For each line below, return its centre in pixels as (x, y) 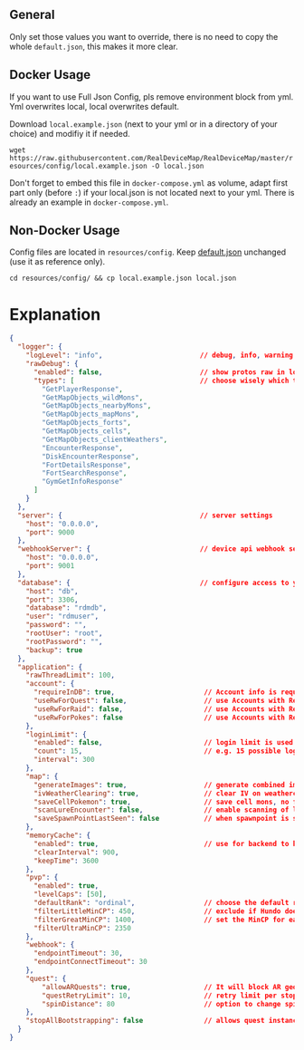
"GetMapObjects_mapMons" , (91, 414)
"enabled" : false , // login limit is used (163, 743)
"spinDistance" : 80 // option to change (161, 1004)
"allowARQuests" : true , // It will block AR (161, 987)
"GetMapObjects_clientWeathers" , (105, 439)
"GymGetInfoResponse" (83, 482)
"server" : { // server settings (145, 515)
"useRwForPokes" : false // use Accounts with (159, 718)
